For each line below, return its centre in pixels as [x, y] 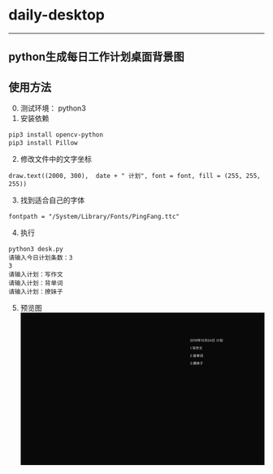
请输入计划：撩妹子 [36, 292]
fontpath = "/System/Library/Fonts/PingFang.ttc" [94, 217]
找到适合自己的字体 [52, 200]
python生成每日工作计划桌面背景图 [96, 57]
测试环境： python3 [53, 108]
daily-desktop [57, 15]
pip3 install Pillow [43, 143]
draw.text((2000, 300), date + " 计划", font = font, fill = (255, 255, [135, 176]
